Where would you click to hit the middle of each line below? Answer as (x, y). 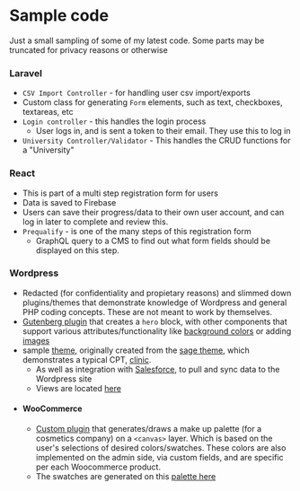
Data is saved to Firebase (69, 202)
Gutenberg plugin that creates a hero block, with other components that (154, 321)
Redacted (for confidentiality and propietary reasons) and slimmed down (157, 293)
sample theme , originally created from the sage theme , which (136, 350)
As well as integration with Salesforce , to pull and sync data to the (158, 369)
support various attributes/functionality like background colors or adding (157, 331)
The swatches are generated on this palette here (126, 477)
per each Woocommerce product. (98, 467)
